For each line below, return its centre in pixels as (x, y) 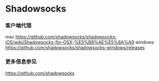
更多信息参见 (21, 62)
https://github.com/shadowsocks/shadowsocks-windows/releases (75, 48)
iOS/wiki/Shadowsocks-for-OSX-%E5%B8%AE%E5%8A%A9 (70, 42)
